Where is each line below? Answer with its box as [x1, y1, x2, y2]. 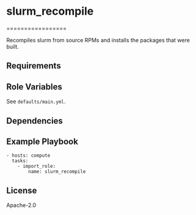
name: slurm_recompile [28, 168, 86, 175]
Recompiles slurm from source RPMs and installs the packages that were [6, 36, 191, 43]
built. [6, 43, 20, 50]
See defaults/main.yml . [6, 98, 66, 105]
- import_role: [17, 164, 56, 170]
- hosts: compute [6, 153, 51, 159]
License [6, 185, 37, 195]
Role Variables [6, 81, 62, 92]
